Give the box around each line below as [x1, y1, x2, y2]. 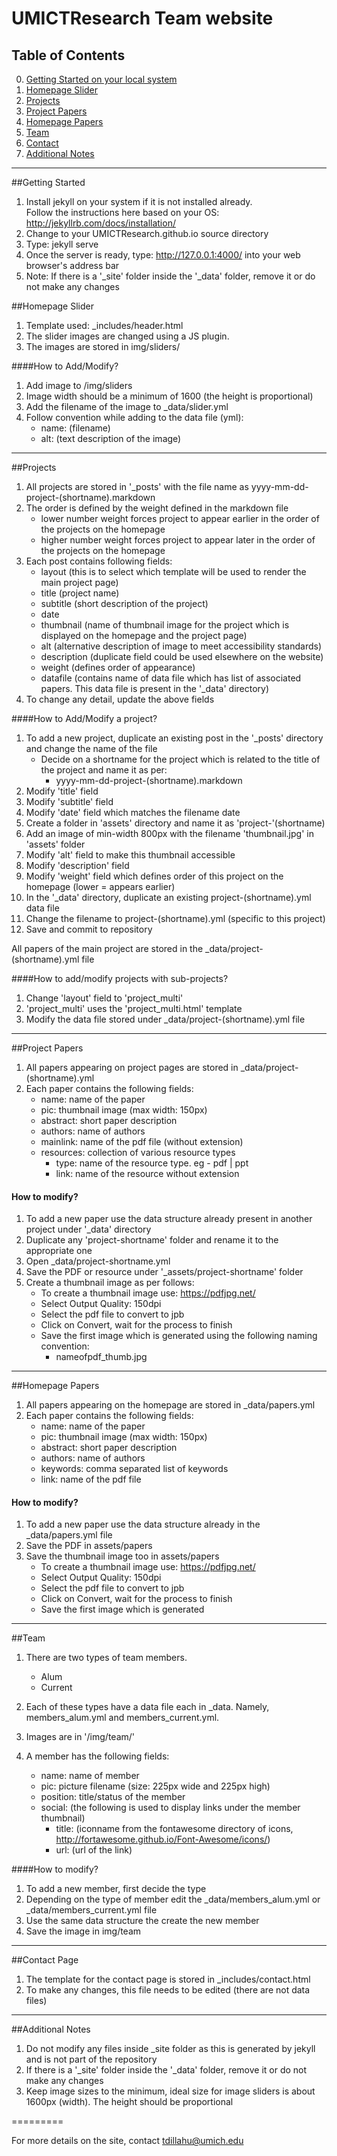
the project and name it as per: [40, 764, 168, 776]
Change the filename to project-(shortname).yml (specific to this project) [25, 913, 326, 924]
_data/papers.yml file [25, 1529, 113, 1541]
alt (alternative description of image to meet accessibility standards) [40, 640, 322, 652]
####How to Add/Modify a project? [11, 713, 158, 724]
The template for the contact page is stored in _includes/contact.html [25, 1973, 311, 1986]
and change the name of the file [25, 743, 158, 754]
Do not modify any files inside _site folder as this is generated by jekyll [25, 2043, 316, 2055]
